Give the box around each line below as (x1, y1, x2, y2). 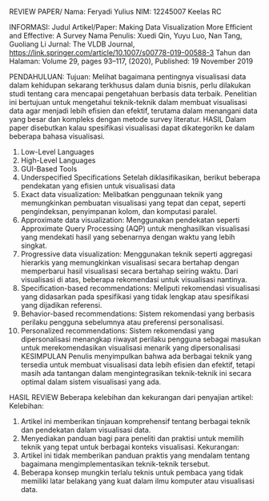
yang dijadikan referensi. (20, 301, 102, 309)
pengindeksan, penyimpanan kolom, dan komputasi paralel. (20, 207, 218, 216)
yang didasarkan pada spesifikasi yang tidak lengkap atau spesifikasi (20, 292, 250, 301)
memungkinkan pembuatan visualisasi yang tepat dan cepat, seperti (20, 198, 247, 208)
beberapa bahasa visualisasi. (9, 131, 105, 141)
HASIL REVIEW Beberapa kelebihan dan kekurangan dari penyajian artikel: (9, 393, 254, 402)
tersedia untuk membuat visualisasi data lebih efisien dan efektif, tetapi (20, 360, 255, 370)
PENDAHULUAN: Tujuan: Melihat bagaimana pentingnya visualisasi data (9, 72, 247, 81)
